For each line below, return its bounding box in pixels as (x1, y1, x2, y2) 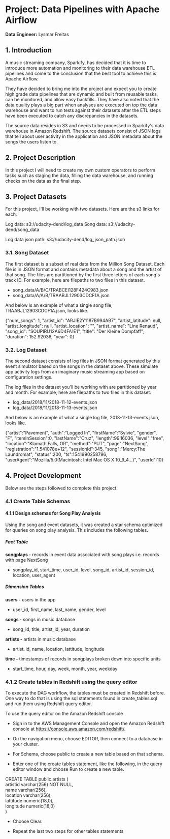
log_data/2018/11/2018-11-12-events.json (12, 399, 97, 405)
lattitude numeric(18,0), (5, 798, 54, 804)
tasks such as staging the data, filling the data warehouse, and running (5, 172, 153, 179)
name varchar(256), (5, 787, 47, 793)
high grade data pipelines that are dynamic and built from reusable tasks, (5, 91, 158, 97)
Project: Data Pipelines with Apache (5, 4, 160, 15)
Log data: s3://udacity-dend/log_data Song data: (5, 221, 108, 227)
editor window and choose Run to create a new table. (12, 766, 124, 772)
